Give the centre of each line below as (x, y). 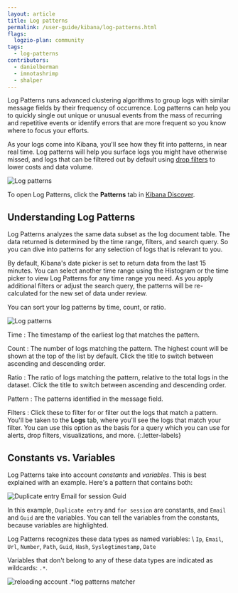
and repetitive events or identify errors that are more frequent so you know (117, 123)
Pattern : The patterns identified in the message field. (85, 399)
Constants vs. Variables (61, 457)
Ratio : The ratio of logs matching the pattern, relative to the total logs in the (118, 377)
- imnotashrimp (36, 73)
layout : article (31, 14)
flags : (17, 34)
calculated (23, 293)
